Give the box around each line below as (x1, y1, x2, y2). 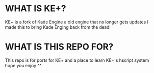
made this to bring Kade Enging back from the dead (5, 24, 109, 30)
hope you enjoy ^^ (5, 62, 42, 68)
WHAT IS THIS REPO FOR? (5, 41, 114, 53)
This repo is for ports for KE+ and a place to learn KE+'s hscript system (5, 57, 149, 63)
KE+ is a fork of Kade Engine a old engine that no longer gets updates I (5, 19, 149, 25)
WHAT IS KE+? (5, 3, 66, 14)
